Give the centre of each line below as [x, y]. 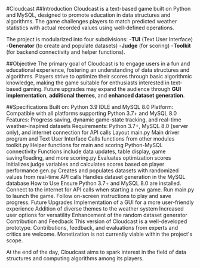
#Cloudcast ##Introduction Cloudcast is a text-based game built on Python [99, 9]
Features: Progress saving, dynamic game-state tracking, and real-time [94, 120]
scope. [15, 240]
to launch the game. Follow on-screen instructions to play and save [89, 196]
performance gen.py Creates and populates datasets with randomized [93, 170]
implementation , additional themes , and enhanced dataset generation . [96, 95]
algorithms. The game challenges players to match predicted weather [92, 21]
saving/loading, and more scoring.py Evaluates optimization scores [89, 158]
